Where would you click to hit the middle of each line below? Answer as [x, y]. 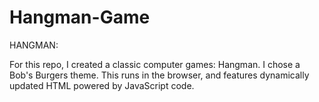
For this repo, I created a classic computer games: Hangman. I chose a [155, 64]
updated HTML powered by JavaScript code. [102, 85]
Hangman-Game [80, 17]
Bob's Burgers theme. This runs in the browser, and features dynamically [159, 75]
